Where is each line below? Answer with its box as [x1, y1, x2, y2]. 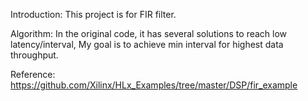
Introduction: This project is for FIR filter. [10, 9, 177, 20]
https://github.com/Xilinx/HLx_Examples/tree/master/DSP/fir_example [10, 79, 298, 91]
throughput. [10, 49, 59, 61]
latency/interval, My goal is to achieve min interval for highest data [10, 39, 284, 50]
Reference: [10, 69, 56, 80]
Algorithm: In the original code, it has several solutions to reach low [10, 28, 288, 39]
